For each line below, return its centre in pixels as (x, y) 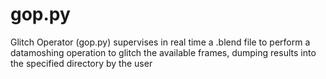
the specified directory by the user (81, 63)
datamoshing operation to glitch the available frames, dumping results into (163, 52)
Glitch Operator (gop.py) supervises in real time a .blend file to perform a (160, 42)
